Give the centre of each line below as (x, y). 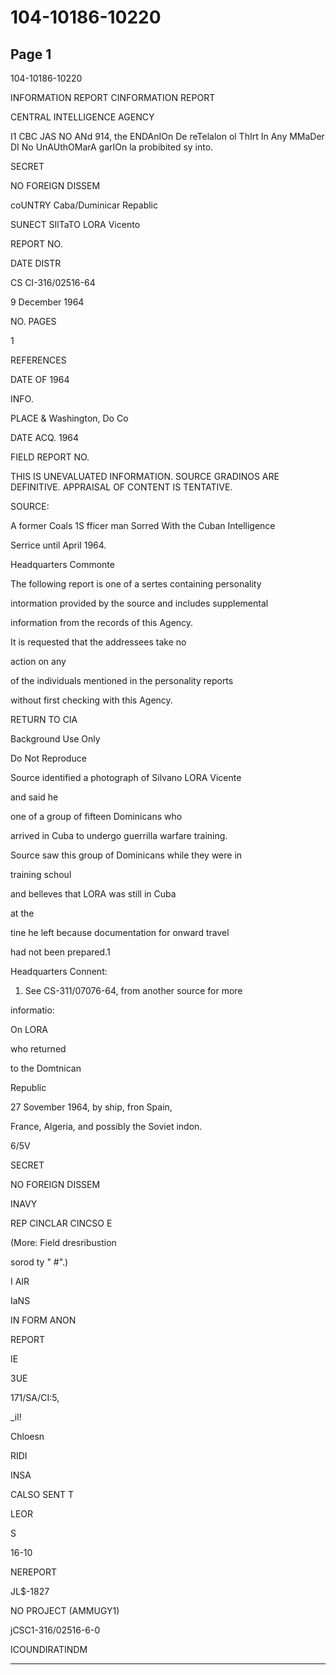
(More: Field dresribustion (63, 1242)
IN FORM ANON (43, 1320)
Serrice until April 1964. (58, 545)
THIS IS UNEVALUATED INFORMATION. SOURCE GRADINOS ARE (145, 476)
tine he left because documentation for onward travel (120, 932)
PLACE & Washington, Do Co (69, 418)
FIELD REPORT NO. (50, 457)
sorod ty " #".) (39, 1262)
